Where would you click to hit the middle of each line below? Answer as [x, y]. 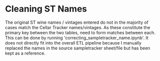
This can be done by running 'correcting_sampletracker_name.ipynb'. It [77, 38]
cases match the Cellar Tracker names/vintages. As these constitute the [78, 27]
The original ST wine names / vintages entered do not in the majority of [77, 22]
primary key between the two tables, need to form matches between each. [80, 32]
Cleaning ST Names [46, 9]
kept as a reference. [25, 53]
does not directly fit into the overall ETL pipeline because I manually [73, 43]
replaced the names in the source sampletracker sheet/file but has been [78, 48]
